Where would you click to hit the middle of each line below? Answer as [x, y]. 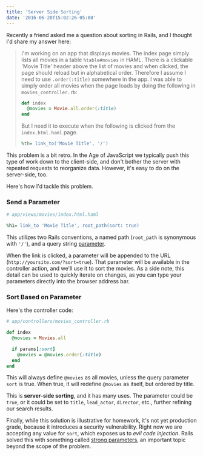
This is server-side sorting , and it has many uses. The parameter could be [99, 396]
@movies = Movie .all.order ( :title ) [72, 109]
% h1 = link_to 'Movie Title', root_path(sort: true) [73, 226]
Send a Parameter [33, 202]
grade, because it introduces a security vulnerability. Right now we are [94, 427]
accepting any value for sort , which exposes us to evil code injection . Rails [100, 434]
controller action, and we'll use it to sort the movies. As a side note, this [95, 269]
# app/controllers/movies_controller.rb [58, 322]
